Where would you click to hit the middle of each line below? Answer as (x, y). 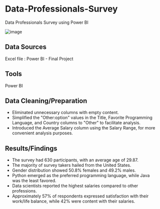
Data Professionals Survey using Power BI (47, 22)
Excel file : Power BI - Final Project (39, 59)
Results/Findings (31, 148)
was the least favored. (34, 181)
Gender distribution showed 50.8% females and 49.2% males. (74, 170)
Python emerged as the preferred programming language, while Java (81, 176)
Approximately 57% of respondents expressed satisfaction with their (80, 196)
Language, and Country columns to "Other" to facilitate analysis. (76, 123)
